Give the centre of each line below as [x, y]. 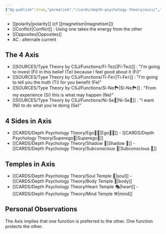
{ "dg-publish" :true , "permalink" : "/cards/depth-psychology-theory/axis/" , [83, 10]
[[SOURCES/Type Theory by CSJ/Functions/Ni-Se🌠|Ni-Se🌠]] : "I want [83, 100]
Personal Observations [41, 209]
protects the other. [24, 226]
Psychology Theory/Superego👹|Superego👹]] [58, 138]
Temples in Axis [30, 164]
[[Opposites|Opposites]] [37, 34]
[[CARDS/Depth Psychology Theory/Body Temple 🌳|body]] [72, 181]
